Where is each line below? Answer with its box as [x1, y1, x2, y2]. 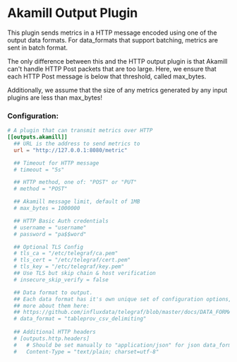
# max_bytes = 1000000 [13, 205, 80, 212]
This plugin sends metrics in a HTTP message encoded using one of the [7, 28, 217, 37]
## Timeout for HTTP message [13, 159, 99, 167]
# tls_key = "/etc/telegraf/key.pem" [13, 263, 125, 270]
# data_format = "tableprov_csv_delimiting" [13, 315, 147, 322]
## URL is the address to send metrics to [13, 140, 140, 147]
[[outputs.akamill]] [7, 134, 68, 141]
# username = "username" [13, 224, 87, 231]
